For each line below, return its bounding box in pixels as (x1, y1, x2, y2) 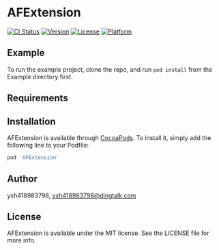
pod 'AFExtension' (7, 154, 59, 161)
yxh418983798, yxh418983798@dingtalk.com (7, 191, 136, 199)
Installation (7, 115, 56, 127)
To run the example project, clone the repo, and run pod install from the (7, 65, 213, 73)
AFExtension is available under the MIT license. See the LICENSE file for (7, 229, 209, 237)
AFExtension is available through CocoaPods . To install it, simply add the (7, 133, 211, 141)
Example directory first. (7, 72, 73, 81)
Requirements (7, 92, 68, 104)
